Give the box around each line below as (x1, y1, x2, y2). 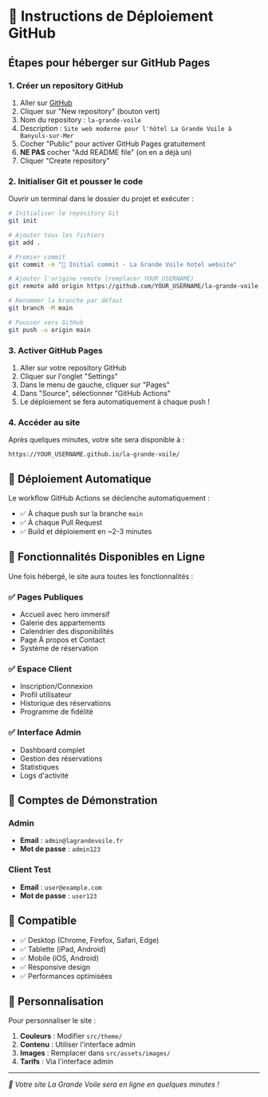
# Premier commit (8, 253, 66, 261)
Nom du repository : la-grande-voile (19, 115, 142, 125)
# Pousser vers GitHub (8, 319, 84, 327)
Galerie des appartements (19, 618, 106, 628)
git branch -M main (8, 304, 73, 312)
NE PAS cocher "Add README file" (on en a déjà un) (19, 147, 192, 156)
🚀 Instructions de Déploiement (8, 7, 214, 26)
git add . (8, 239, 41, 247)
